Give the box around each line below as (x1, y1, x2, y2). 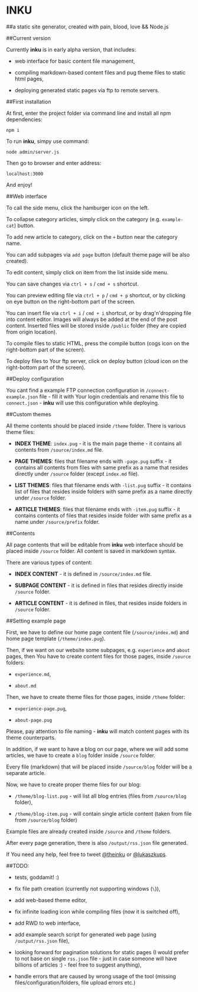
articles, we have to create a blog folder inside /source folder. (6, 751, 155, 758)
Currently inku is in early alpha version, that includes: (6, 46, 136, 53)
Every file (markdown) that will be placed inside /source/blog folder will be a (6, 763, 192, 770)
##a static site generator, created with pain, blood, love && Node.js (6, 23, 169, 30)
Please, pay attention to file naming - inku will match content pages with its (6, 728, 190, 735)
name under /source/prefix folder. (14, 518, 100, 525)
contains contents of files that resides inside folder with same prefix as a (14, 512, 192, 519)
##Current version (6, 34, 51, 41)
